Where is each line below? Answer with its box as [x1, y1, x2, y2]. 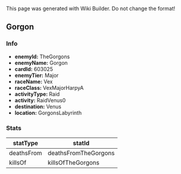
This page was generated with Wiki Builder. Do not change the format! [6, 5, 176, 12]
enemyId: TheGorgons [14, 53, 70, 60]
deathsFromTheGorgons [47, 149, 115, 157]
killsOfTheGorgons [47, 158, 100, 166]
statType [12, 139, 39, 147]
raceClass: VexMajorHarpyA [14, 84, 84, 91]
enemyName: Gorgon [14, 59, 68, 66]
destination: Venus [14, 103, 62, 110]
